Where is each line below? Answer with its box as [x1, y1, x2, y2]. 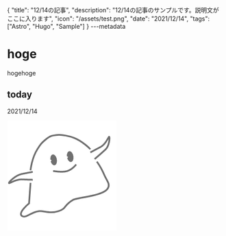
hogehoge [7, 69, 36, 77]
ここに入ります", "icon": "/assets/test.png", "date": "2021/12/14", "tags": [7, 14, 210, 23]
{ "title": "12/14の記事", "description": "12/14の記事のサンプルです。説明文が [7, 6, 219, 14]
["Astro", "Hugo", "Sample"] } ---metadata [7, 23, 126, 30]
